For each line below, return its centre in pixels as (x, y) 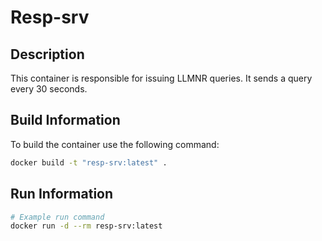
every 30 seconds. (49, 89)
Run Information (62, 194)
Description (47, 54)
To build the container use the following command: (115, 144)
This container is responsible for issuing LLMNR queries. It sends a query (161, 78)
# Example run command (57, 217)
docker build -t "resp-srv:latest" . (89, 162)
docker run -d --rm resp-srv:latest (86, 226)
